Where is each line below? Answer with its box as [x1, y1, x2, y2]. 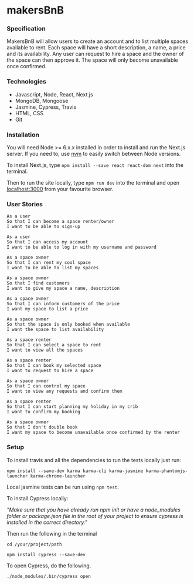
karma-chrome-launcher [30, 473, 86, 479]
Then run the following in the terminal [6, 530, 97, 537]
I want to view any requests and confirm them [6, 389, 122, 395]
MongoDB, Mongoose [15, 97, 69, 104]
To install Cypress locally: [6, 494, 69, 502]
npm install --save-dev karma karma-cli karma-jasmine [6, 468, 144, 474]
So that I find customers [6, 280, 70, 286]
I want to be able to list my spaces [6, 265, 99, 271]
